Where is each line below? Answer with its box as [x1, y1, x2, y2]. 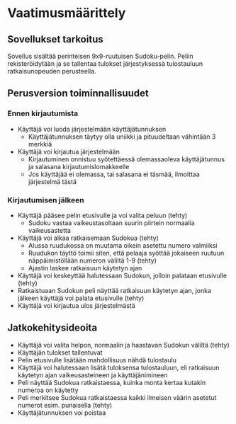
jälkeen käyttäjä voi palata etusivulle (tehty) [17, 294, 145, 302]
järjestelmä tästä [28, 177, 77, 185]
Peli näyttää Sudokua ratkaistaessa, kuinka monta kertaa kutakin [17, 378, 206, 386]
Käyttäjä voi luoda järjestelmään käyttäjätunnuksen [17, 125, 167, 133]
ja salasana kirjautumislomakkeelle [28, 162, 130, 171]
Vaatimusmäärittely [7, 5, 126, 21]
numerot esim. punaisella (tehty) [17, 401, 113, 409]
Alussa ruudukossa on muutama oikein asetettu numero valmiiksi [28, 241, 218, 249]
